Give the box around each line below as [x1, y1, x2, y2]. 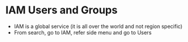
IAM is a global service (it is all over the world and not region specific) [13, 23, 183, 30]
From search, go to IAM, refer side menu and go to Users [13, 29, 152, 36]
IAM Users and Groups [5, 3, 118, 17]
